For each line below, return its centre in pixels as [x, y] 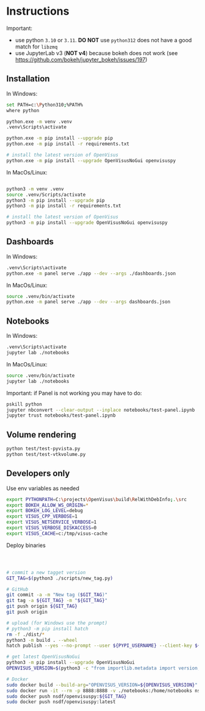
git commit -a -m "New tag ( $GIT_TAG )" [57, 595]
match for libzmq [36, 47]
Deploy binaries [26, 545]
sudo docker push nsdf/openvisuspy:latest [61, 702]
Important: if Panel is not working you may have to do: [74, 393]
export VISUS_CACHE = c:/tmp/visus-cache [57, 534]
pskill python [24, 404]
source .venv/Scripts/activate [46, 195]
